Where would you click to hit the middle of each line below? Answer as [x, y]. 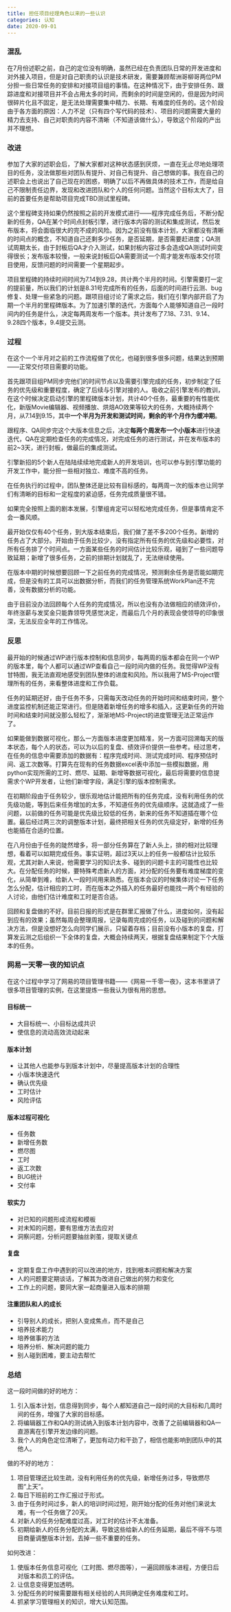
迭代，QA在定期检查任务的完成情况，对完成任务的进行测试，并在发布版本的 [114, 439]
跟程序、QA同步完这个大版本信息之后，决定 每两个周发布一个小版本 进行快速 [114, 430]
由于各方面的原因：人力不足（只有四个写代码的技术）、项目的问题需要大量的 [114, 111]
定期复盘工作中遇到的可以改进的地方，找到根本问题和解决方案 [104, 1270]
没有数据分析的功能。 [49, 590]
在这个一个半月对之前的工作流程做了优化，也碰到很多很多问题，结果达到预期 [115, 358]
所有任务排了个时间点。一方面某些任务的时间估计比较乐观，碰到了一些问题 [112, 549]
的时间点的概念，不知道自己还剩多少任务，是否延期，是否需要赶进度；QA [111, 239]
